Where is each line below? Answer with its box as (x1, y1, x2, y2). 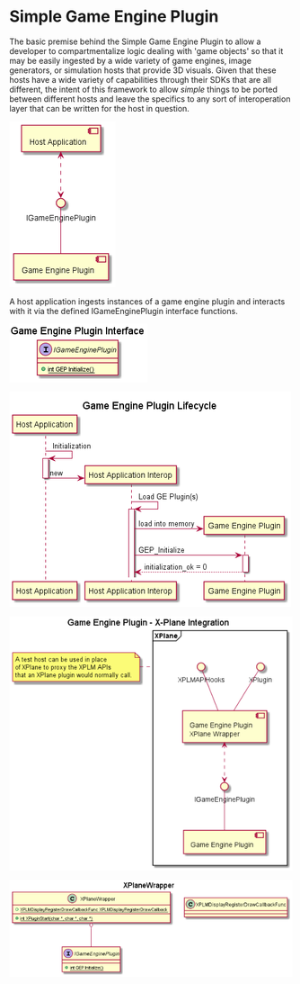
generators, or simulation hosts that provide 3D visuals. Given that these (9, 65, 277, 76)
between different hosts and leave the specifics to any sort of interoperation (9, 93, 291, 104)
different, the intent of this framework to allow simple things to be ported (9, 84, 278, 95)
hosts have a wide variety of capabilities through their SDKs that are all (9, 74, 272, 85)
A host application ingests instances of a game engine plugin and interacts (9, 295, 286, 307)
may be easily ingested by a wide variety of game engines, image (9, 55, 252, 66)
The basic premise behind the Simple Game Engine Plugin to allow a (9, 36, 261, 47)
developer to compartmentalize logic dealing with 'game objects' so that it (9, 45, 284, 56)
